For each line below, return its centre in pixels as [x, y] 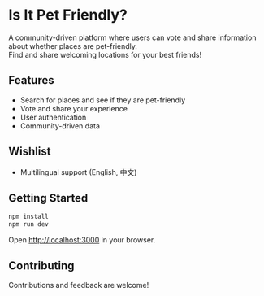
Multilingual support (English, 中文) [78, 172]
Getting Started [48, 198]
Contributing [41, 266]
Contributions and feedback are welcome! [79, 285]
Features [31, 80]
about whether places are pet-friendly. [73, 46]
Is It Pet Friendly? [68, 15]
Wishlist [30, 152]
